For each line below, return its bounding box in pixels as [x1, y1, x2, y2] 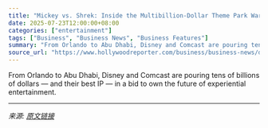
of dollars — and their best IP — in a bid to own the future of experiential [8, 79, 246, 88]
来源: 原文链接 [8, 111, 54, 120]
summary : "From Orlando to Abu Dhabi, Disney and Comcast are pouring [8, 41, 248, 49]
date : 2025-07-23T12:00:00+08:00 [8, 19, 120, 27]
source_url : [8, 48, 48, 56]
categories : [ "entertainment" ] [8, 26, 112, 34]
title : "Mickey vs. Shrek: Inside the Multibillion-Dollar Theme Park [8, 11, 248, 20]
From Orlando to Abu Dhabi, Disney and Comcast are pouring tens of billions [8, 71, 260, 80]
